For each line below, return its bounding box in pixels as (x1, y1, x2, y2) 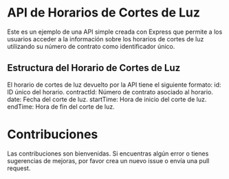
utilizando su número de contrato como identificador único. (7, 42, 175, 50)
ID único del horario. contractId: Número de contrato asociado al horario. (7, 87, 213, 96)
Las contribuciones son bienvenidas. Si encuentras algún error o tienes (7, 149, 209, 158)
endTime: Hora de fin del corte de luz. (7, 102, 115, 111)
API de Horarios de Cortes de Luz (7, 5, 201, 21)
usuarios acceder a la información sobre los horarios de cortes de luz (7, 34, 204, 43)
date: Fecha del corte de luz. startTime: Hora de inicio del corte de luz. (7, 95, 207, 103)
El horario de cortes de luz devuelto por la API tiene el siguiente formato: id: (7, 81, 221, 89)
